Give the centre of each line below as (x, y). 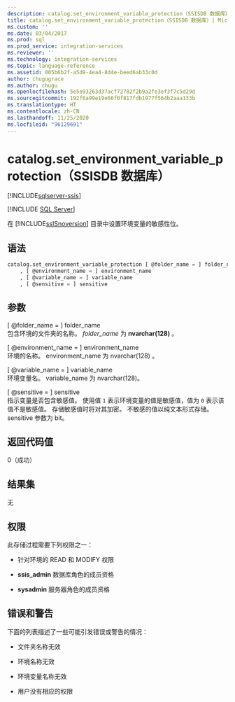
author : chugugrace (36, 79)
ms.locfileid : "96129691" (45, 124)
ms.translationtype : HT (42, 105)
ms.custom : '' (28, 27)
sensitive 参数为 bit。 (38, 418)
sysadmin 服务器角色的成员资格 (64, 589)
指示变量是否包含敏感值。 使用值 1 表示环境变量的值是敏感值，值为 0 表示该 (116, 400)
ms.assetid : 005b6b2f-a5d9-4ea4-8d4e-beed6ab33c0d (83, 72)
